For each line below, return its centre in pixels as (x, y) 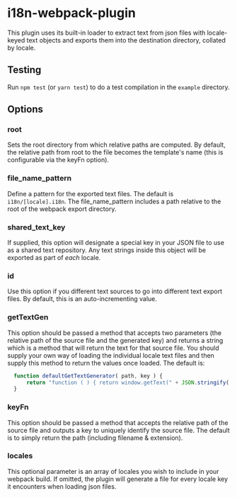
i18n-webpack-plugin (71, 13)
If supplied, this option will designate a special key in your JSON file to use (116, 243)
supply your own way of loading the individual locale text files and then (111, 355)
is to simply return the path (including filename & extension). (95, 438)
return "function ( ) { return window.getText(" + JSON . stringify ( (128, 383)
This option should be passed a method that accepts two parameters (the (114, 333)
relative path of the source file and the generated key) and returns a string (115, 340)
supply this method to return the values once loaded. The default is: (106, 363)
